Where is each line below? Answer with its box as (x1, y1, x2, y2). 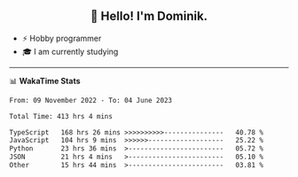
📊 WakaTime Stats (9, 75, 82, 86)
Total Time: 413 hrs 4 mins (9, 112, 114, 120)
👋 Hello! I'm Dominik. (90, 9, 208, 24)
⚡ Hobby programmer (21, 33, 102, 43)
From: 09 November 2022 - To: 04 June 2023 (9, 96, 173, 104)
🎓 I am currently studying (21, 46, 119, 57)
